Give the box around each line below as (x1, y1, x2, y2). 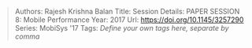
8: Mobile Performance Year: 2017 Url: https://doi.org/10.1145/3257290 (14, 15, 244, 24)
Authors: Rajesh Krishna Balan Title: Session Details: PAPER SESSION (14, 7, 240, 16)
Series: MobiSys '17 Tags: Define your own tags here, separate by (14, 24, 229, 32)
